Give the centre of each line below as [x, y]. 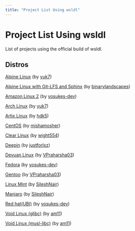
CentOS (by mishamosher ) [33, 126]
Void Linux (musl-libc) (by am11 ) [38, 223]
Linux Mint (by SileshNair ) [32, 184]
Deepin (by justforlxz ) [28, 145]
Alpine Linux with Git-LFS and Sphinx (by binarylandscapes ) [68, 87]
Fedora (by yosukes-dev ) [32, 165]
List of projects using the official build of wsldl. [54, 49]
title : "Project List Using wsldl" [43, 10]
